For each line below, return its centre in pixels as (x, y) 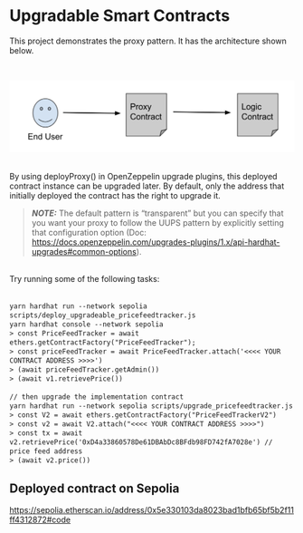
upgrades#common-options (84, 252)
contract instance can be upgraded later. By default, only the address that (147, 186)
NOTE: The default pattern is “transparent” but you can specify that (157, 213)
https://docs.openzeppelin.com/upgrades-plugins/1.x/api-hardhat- (156, 242)
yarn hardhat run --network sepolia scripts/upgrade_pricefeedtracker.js (151, 406)
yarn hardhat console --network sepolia (87, 325)
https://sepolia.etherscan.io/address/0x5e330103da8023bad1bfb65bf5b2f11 (151, 510)
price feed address (46, 451)
